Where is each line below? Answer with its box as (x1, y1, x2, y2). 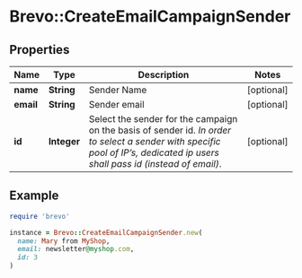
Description (138, 69, 190, 81)
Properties (9, 42, 70, 57)
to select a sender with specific (88, 135, 221, 147)
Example (9, 188, 59, 204)
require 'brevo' (9, 212, 70, 221)
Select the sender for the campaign (88, 113, 238, 125)
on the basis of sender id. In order (88, 124, 232, 136)
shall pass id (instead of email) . (88, 158, 222, 169)
